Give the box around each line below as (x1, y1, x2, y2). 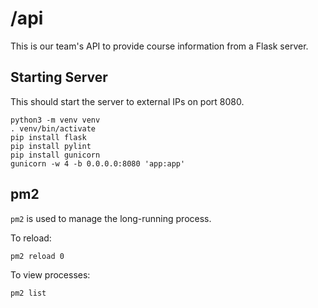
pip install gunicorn (10, 150, 101, 160)
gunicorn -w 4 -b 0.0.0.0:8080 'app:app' (10, 158, 186, 169)
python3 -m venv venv (10, 115, 101, 125)
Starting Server (10, 69, 108, 86)
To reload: (10, 232, 52, 244)
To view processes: (10, 268, 91, 281)
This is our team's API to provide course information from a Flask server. (10, 40, 309, 52)
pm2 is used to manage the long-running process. (10, 212, 212, 224)
